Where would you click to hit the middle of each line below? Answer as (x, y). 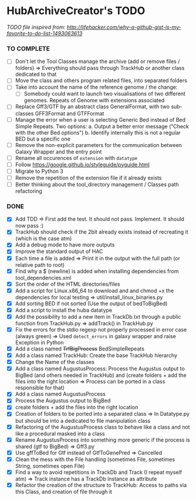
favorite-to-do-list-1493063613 (45, 33)
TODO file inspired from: (36, 27)
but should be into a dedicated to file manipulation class (83, 420)
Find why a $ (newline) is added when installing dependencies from (97, 271)
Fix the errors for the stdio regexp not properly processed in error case (101, 329)
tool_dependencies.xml (43, 278)
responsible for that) (40, 388)
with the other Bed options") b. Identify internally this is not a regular (98, 132)
